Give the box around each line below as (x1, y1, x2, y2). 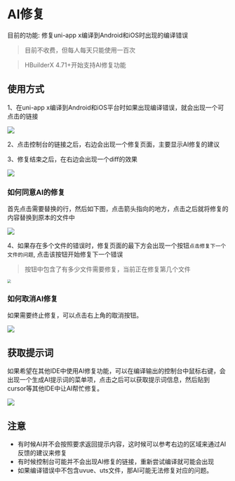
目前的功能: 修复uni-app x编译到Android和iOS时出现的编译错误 (7, 31, 188, 39)
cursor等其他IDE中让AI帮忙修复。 (7, 384, 104, 393)
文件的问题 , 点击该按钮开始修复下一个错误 (7, 250, 123, 259)
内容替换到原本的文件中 (7, 213, 75, 222)
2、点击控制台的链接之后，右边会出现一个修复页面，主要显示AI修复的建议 (7, 140, 220, 148)
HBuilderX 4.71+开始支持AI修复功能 (24, 60, 126, 69)
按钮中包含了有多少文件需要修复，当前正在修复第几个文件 (24, 265, 191, 273)
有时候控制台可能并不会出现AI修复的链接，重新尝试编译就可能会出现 (17, 457, 215, 466)
